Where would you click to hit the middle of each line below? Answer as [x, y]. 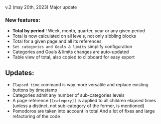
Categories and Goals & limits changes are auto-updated [71, 52]
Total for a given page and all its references [57, 41]
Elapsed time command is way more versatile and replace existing [80, 85]
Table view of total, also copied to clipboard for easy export [74, 57]
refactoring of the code [36, 117]
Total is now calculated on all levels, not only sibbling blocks [74, 36]
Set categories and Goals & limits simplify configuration [72, 47]
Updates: [20, 73]
